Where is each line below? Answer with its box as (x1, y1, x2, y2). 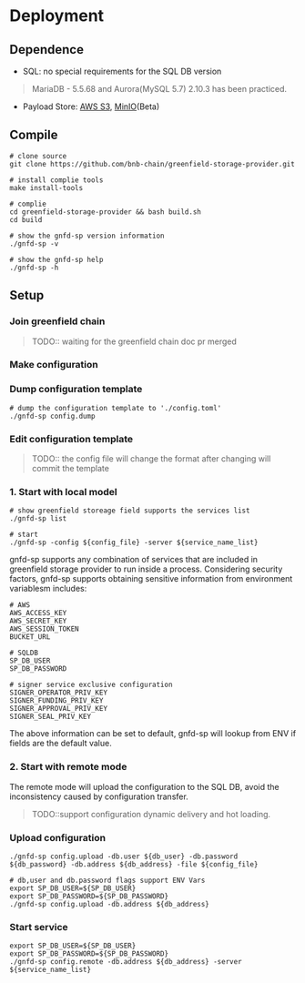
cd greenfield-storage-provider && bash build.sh (9, 207, 202, 217)
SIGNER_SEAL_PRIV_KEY (9, 712, 92, 722)
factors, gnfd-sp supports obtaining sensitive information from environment (9, 573, 293, 584)
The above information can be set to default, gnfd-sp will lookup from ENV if (9, 728, 297, 739)
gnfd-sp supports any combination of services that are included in (9, 554, 258, 565)
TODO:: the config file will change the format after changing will (31, 453, 271, 464)
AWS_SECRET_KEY (9, 616, 67, 626)
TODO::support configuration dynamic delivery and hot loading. (31, 808, 271, 819)
